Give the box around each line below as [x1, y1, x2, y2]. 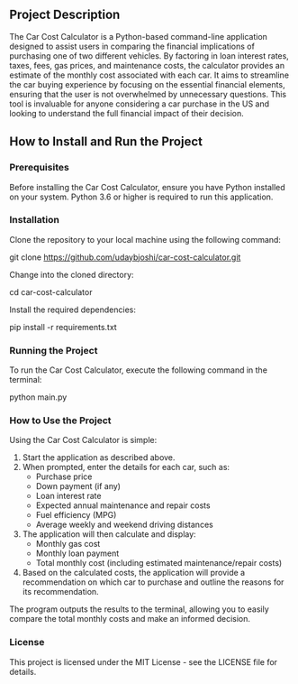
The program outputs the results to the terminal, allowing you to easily [9, 604, 270, 615]
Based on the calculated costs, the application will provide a [22, 568, 246, 578]
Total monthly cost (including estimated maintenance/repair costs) [35, 558, 283, 568]
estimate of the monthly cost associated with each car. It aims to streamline [9, 69, 290, 80]
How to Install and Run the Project [9, 134, 203, 150]
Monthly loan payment [35, 548, 120, 559]
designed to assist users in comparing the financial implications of [9, 41, 255, 51]
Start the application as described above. [22, 452, 176, 463]
